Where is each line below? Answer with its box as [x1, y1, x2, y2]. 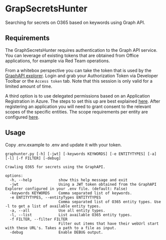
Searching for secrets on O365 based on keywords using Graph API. [5, 19, 145, 25]
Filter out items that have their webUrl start [58, 221, 159, 226]
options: [5, 173, 23, 178]
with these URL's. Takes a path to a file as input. [5, 225, 117, 231]
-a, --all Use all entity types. [9, 208, 106, 213]
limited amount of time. [5, 83, 53, 89]
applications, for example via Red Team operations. [5, 58, 110, 64]
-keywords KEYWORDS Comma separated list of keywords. [9, 190, 133, 196]
